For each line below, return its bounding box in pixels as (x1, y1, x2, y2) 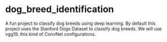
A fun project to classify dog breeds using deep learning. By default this (5, 20, 156, 26)
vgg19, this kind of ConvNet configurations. (5, 31, 96, 37)
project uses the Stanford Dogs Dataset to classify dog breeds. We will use (5, 25, 162, 31)
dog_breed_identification (5, 4, 114, 15)
